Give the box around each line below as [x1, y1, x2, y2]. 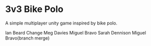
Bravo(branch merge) [5, 35, 50, 41]
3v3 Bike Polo [5, 3, 64, 15]
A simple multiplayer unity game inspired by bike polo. [5, 20, 117, 26]
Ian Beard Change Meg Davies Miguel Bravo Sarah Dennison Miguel [5, 29, 146, 35]
